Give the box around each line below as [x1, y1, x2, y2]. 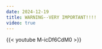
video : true [6, 20, 36, 26]
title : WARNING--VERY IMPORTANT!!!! [6, 14, 97, 20]
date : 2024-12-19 [6, 8, 49, 15]
